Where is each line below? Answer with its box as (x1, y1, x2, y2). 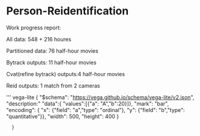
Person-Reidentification (6, 4, 129, 18)
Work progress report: (6, 24, 61, 31)
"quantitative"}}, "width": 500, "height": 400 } (6, 113, 119, 120)
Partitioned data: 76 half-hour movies (6, 47, 98, 55)
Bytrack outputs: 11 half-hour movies (6, 59, 97, 66)
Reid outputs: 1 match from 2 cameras (6, 82, 100, 89)
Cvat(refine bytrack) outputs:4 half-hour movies (6, 70, 125, 77)
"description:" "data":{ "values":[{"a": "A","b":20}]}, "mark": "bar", (6, 100, 169, 107)
